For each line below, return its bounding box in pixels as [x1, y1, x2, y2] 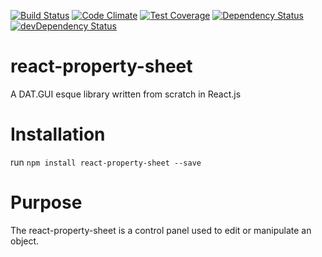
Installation [10, 123, 106, 146]
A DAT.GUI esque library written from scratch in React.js [10, 88, 242, 100]
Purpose [10, 191, 83, 214]
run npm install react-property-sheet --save [10, 156, 202, 168]
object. [10, 235, 40, 247]
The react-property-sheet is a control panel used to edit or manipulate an [10, 224, 312, 236]
